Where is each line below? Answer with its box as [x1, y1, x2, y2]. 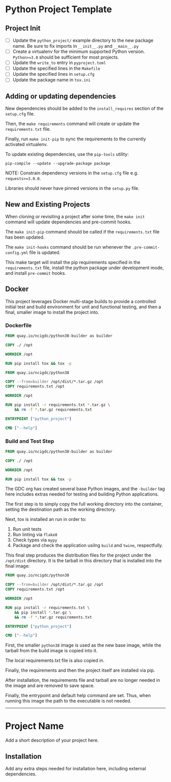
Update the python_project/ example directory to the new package [12, 37, 154, 43]
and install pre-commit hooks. [5, 270, 66, 276]
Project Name [5, 720, 64, 732]
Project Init [5, 24, 41, 33]
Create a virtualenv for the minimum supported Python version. [12, 48, 145, 54]
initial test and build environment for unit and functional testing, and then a [5, 304, 161, 310]
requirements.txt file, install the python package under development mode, [5, 265, 164, 271]
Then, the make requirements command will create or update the [5, 121, 140, 127]
